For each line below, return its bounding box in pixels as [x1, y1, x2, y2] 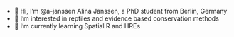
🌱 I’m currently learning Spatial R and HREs [14, 22, 141, 30]
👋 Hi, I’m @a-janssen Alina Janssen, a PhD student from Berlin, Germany [14, 7, 228, 15]
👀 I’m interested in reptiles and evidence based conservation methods [14, 14, 219, 23]
